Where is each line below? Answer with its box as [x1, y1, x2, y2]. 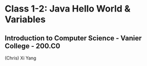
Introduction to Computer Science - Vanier [5, 34, 142, 42]
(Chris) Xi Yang [5, 55, 36, 61]
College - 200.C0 [5, 41, 60, 50]
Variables [5, 14, 46, 25]
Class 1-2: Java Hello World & [5, 3, 131, 15]
